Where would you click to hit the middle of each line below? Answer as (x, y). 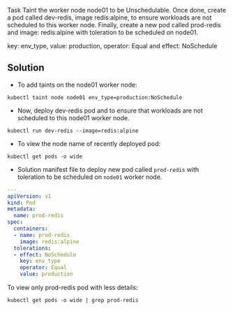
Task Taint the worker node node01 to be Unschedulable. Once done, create (117, 10)
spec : (15, 222)
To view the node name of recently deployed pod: (89, 143)
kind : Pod (22, 203)
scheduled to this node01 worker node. (74, 117)
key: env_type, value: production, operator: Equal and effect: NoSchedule (112, 46)
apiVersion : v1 (29, 196)
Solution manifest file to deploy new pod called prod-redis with (108, 169)
